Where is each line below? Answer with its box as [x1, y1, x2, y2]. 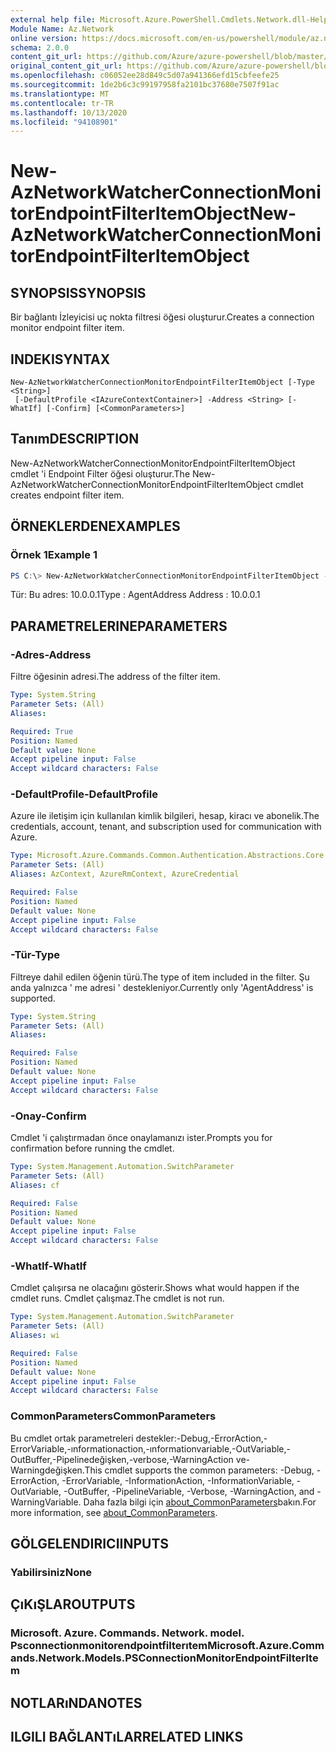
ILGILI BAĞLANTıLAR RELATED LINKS [10, 1729, 244, 1746]
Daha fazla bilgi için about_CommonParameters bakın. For [83, 1496, 317, 1508]
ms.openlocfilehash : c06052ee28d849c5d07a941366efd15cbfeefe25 [10, 71, 280, 81]
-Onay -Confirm [10, 1109, 87, 1123]
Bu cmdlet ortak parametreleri [10, 1432, 134, 1444]
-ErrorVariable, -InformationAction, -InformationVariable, [61, 1474, 295, 1486]
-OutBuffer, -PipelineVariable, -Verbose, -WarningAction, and [63, 1485, 315, 1497]
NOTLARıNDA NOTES [10, 1694, 143, 1711]
